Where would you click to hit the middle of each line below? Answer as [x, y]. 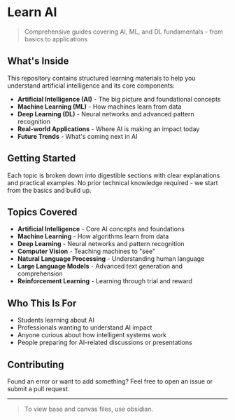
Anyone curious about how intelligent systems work [92, 335]
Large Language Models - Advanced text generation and [100, 266]
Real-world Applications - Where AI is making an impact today [108, 129]
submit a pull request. [38, 389]
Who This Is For [42, 303]
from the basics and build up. [50, 190]
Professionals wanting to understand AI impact [85, 327]
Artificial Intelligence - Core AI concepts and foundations [101, 229]
